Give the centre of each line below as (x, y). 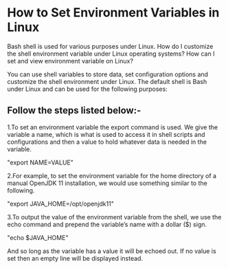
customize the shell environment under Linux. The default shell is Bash (107, 81)
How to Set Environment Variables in (113, 13)
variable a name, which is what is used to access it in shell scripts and (106, 134)
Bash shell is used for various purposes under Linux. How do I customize (110, 46)
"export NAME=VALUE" (40, 162)
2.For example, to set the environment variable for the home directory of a (112, 175)
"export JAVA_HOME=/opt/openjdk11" (61, 204)
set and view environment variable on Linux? (70, 61)
